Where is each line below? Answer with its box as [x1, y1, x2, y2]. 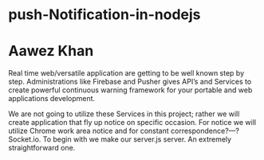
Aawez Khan [8, 42, 94, 60]
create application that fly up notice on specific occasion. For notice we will [8, 118, 257, 127]
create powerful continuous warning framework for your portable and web [8, 85, 253, 95]
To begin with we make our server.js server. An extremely [42, 135, 232, 144]
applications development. [8, 94, 96, 103]
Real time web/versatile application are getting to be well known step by [8, 68, 245, 78]
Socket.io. [8, 135, 41, 144]
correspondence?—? [170, 126, 239, 136]
